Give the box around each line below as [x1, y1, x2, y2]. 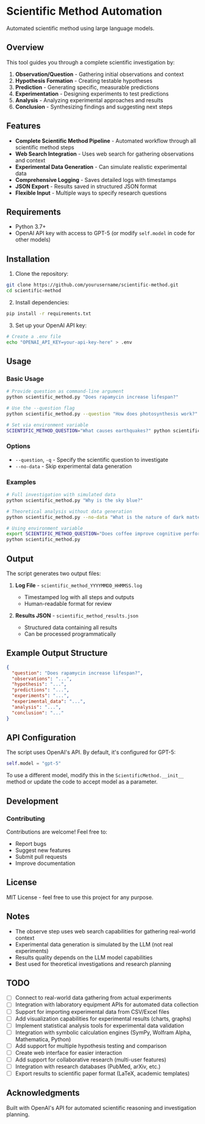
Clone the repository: [15, 270, 69, 277]
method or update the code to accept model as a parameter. [6, 778, 158, 785]
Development [6, 796, 59, 806]
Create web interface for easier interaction [15, 1049, 123, 1056]
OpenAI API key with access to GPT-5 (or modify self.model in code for [15, 230, 195, 237]
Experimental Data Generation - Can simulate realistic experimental [15, 163, 187, 170]
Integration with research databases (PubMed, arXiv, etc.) [15, 1063, 161, 1070]
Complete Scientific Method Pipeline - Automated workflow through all [15, 137, 196, 145]
